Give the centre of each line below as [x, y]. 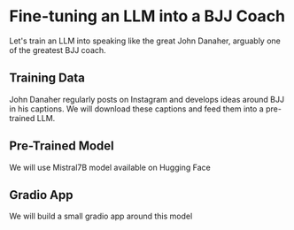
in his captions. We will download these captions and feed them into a [136, 109]
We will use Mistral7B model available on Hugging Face [110, 167]
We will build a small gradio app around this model [101, 216]
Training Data [47, 78]
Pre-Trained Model [62, 146]
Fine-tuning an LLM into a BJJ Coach [147, 16]
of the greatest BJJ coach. [58, 50]
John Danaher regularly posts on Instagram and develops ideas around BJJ [147, 99]
